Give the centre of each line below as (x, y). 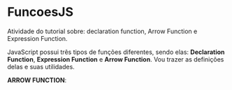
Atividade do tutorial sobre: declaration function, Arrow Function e (102, 31)
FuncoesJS (41, 12)
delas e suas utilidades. (41, 66)
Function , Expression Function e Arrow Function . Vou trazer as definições (116, 59)
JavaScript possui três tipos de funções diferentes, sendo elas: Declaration (116, 52)
